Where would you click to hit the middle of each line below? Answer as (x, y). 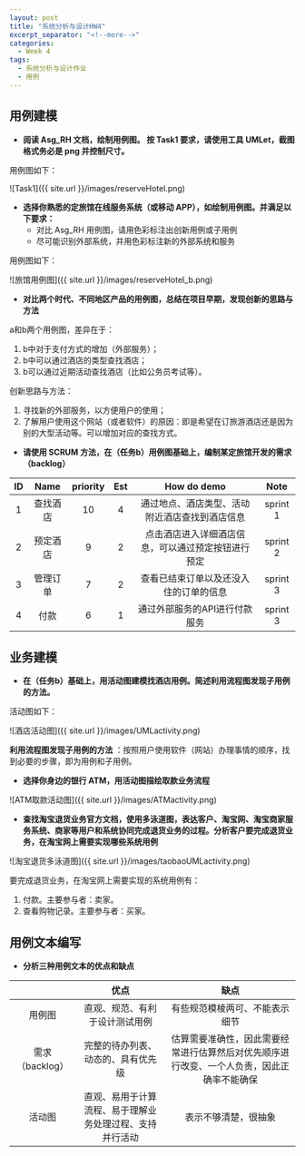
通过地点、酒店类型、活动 (195, 503)
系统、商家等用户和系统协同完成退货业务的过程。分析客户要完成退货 (158, 830)
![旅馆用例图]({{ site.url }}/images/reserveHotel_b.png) (111, 279)
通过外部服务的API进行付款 (195, 609)
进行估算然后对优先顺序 (231, 1053)
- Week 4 (34, 52)
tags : (20, 60)
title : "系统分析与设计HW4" (58, 26)
